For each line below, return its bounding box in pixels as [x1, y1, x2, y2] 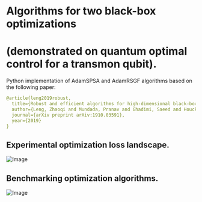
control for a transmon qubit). [6, 57, 157, 71]
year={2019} [11, 117, 42, 124]
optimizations [6, 17, 77, 31]
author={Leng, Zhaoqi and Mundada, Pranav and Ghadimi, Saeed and [11, 106, 182, 112]
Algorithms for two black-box [6, 4, 156, 18]
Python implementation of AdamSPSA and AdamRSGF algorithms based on [6, 77, 192, 85]
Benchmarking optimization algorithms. [6, 173, 159, 183]
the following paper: [6, 84, 56, 91]
